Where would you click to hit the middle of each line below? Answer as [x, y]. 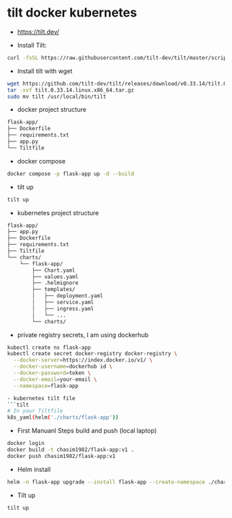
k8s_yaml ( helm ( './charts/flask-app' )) [63, 418]
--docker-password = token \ [52, 373]
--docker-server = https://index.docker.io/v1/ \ [83, 360]
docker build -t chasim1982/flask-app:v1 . [71, 450]
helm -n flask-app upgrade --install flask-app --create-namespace [106, 482]
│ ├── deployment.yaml [68, 296]
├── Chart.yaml [54, 270]
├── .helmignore [55, 283]
